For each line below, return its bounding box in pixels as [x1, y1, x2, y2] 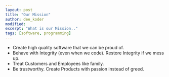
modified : [5, 21, 26, 27]
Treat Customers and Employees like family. [12, 61, 104, 66]
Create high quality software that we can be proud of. [12, 45, 124, 50]
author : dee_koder [5, 17, 44, 22]
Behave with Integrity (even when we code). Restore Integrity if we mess [12, 50, 164, 56]
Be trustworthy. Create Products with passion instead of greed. [12, 66, 144, 72]
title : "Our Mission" [5, 12, 51, 17]
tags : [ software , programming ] [5, 31, 71, 36]
